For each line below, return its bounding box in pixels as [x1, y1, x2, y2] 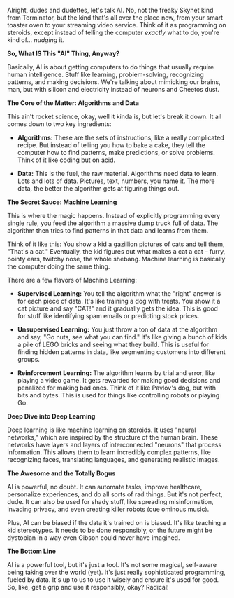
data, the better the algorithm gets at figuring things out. [17, 184, 180, 192]
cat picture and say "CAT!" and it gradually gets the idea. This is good [17, 304, 219, 313]
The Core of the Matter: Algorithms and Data [7, 99, 140, 107]
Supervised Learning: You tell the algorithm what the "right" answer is [17, 290, 221, 297]
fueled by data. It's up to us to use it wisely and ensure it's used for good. [7, 576, 219, 584]
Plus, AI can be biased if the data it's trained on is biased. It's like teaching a [7, 519, 226, 526]
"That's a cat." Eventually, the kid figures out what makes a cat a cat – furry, [7, 247, 226, 255]
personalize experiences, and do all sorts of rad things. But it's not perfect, [7, 490, 223, 498]
